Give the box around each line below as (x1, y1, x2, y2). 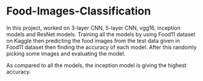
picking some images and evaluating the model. (6, 50, 125, 57)
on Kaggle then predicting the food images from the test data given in (6, 37, 180, 44)
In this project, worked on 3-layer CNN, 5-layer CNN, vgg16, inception (6, 24, 181, 31)
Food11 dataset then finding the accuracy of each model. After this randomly (6, 44, 197, 51)
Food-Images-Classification (6, 4, 151, 18)
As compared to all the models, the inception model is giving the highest (6, 62, 187, 69)
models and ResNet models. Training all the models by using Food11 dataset (6, 30, 196, 37)
